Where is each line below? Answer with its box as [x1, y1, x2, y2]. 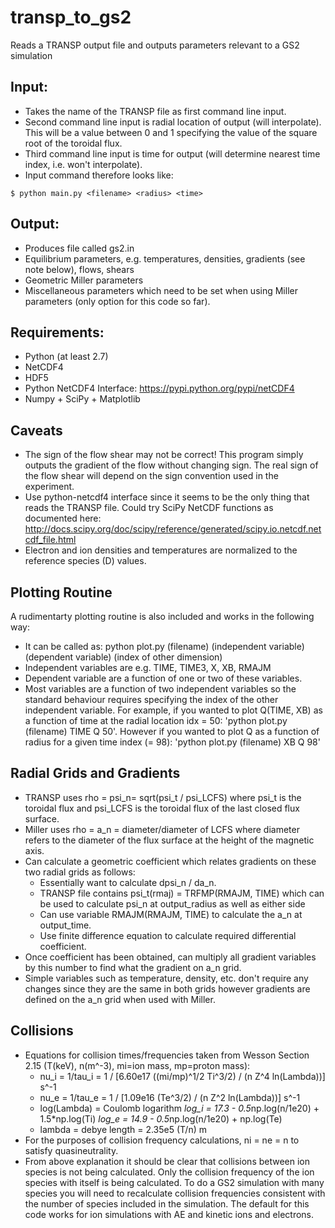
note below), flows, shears [24, 263, 135, 275]
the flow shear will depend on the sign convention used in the [24, 470, 279, 482]
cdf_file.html [24, 534, 77, 546]
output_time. [39, 919, 92, 931]
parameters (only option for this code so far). [24, 295, 211, 307]
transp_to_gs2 [10, 6, 132, 29]
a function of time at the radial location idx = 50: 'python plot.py [24, 715, 288, 726]
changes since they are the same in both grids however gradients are [24, 982, 311, 995]
